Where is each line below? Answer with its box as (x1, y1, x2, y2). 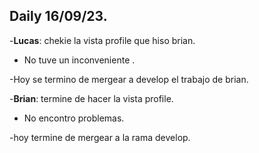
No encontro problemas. (23, 112, 125, 124)
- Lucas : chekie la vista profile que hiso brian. (9, 34, 196, 46)
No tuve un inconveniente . (23, 54, 136, 66)
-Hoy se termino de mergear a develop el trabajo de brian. (9, 73, 249, 85)
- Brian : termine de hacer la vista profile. (9, 92, 174, 104)
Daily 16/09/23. (9, 8, 108, 25)
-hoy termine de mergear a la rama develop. (9, 131, 191, 143)
